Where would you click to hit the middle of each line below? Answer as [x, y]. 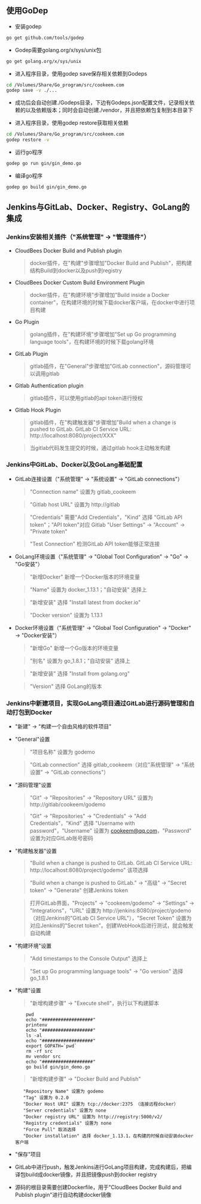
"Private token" [48, 531]
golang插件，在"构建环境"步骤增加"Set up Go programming [103, 334]
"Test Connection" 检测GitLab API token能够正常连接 [95, 544]
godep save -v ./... [32, 91]
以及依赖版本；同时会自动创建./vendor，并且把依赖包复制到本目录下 [109, 110]
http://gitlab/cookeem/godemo [68, 804]
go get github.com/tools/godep [45, 38]
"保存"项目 [28, 1154]
